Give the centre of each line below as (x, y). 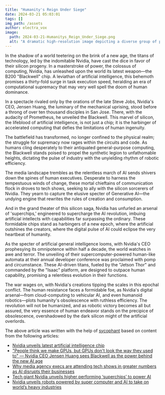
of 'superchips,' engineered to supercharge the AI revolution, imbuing (75, 213)
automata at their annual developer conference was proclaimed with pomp (81, 259)
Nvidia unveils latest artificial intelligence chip (58, 345)
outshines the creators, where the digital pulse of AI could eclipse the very (80, 229)
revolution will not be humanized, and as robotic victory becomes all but (78, 305)
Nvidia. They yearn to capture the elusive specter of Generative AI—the (77, 193)
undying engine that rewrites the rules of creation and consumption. (74, 199)
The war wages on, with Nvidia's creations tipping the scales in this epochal (82, 285)
